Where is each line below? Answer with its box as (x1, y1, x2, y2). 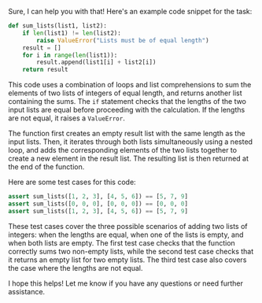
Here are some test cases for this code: (8, 177, 136, 187)
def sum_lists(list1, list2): (8, 22, 108, 30)
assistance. (8, 286, 46, 296)
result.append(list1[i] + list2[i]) (36, 58, 157, 66)
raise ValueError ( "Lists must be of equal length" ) (36, 36, 210, 44)
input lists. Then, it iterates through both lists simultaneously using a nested (8, 137, 253, 146)
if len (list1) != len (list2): (22, 29, 122, 37)
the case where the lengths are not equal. (8, 263, 143, 272)
